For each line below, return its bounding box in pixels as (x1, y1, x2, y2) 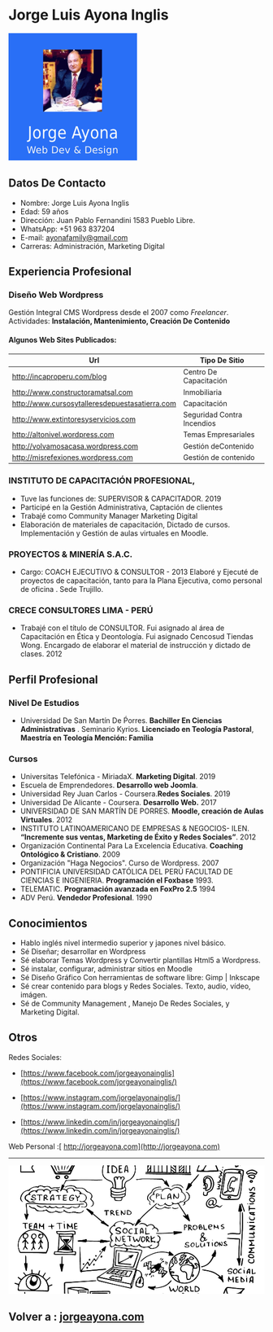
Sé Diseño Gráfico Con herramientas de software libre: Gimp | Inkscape (19, 973, 260, 983)
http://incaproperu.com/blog (11, 371, 107, 381)
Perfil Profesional (8, 673, 99, 686)
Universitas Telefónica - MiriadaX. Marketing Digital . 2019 (19, 772, 216, 782)
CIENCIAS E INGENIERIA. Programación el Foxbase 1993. (19, 875, 214, 885)
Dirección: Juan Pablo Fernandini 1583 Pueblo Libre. (19, 215, 196, 225)
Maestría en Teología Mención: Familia (19, 733, 154, 743)
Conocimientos (8, 916, 88, 930)
